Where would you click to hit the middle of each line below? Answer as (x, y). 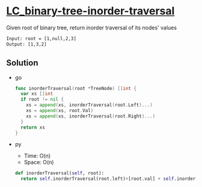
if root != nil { (42, 99)
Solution (22, 63)
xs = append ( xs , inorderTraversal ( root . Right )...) (91, 116)
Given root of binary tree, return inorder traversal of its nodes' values (92, 28)
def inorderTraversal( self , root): (60, 173)
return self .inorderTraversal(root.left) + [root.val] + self (97, 179)
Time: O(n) (37, 156)
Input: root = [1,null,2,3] (41, 38)
